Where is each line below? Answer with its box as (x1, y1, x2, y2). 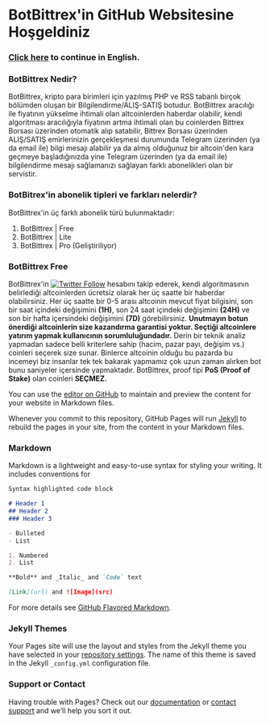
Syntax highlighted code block (8, 485, 114, 493)
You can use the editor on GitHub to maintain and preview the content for (8, 390, 251, 399)
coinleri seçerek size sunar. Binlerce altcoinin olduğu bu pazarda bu (8, 348, 234, 357)
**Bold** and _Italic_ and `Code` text (8, 573, 143, 581)
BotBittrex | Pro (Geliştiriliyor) (19, 240, 117, 250)
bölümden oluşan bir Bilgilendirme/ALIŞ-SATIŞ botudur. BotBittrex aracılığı (8, 100, 255, 110)
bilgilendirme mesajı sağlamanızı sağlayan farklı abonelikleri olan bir (8, 160, 234, 171)
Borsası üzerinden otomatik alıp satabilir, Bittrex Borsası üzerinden (8, 126, 228, 136)
